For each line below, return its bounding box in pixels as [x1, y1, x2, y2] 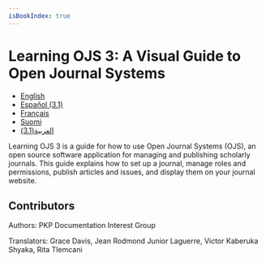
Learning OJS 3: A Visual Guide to [8, 46, 242, 65]
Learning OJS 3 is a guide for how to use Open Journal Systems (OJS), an [8, 141, 257, 151]
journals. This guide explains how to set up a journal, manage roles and [8, 158, 246, 168]
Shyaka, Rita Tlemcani [8, 245, 83, 255]
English [19, 91, 45, 101]
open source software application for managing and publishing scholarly [8, 149, 251, 159]
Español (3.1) [19, 99, 63, 110]
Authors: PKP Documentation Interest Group [8, 221, 157, 230]
